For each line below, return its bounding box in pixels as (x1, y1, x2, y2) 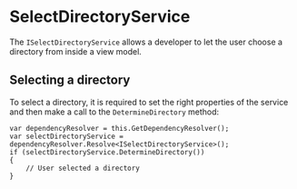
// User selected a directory (25, 164, 141, 173)
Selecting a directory (9, 73, 131, 88)
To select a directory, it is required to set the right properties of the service (9, 96, 289, 107)
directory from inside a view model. (9, 45, 143, 56)
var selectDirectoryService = (9, 132, 124, 141)
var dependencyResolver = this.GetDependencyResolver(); (9, 124, 230, 133)
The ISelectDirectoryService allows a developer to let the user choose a (9, 36, 283, 47)
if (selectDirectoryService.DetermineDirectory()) (9, 147, 205, 156)
